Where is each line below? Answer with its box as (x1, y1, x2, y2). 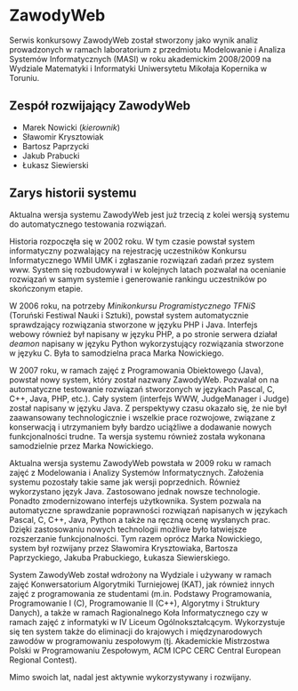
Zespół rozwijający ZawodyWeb (9, 99, 191, 114)
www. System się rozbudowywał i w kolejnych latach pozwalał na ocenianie (9, 264, 286, 275)
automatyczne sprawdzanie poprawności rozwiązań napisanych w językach (9, 504, 288, 516)
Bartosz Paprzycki (21, 141, 90, 151)
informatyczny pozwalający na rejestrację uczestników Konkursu (9, 245, 247, 256)
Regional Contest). (9, 655, 77, 665)
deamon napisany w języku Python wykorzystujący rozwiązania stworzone (9, 338, 285, 349)
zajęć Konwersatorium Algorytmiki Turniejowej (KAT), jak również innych (9, 579, 275, 590)
